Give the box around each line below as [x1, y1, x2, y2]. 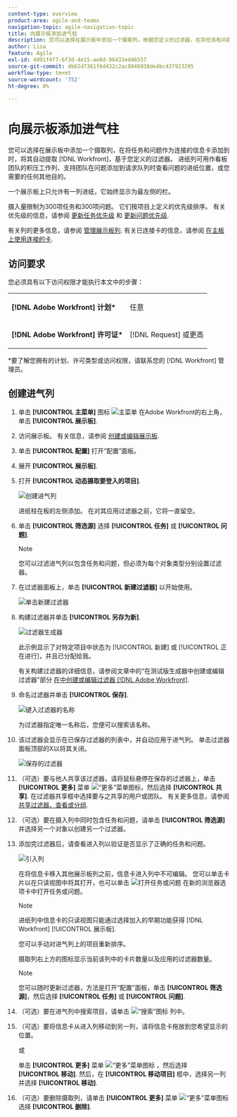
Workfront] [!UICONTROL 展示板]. [18, 924, 117, 933]
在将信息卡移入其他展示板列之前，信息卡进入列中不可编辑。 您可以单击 [18, 869, 224, 878]
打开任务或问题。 [37, 887, 87, 895]
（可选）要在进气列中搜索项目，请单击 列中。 [18, 1007, 189, 1015]
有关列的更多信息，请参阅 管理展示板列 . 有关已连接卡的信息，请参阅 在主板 [8, 227, 224, 235]
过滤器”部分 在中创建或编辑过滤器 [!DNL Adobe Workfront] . [18, 675, 190, 684]
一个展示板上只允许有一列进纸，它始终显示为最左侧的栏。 [8, 188, 174, 196]
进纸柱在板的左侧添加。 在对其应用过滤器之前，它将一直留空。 [18, 506, 199, 515]
